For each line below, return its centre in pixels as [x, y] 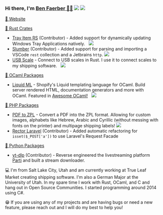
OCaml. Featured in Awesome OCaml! [50, 96]
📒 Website [15, 19]
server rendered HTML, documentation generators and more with [78, 90]
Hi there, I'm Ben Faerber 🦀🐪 [39, 8]
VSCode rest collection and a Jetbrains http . [58, 55]
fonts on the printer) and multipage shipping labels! [64, 126]
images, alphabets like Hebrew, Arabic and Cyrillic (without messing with [85, 120]
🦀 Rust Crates [19, 28]
